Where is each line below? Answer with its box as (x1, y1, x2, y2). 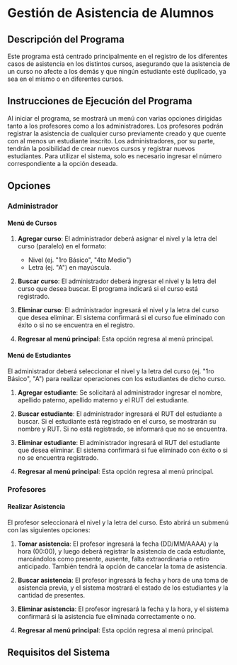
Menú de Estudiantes (7, 351, 71, 359)
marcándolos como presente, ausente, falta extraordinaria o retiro (17, 554, 210, 563)
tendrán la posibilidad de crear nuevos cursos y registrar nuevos (7, 144, 196, 153)
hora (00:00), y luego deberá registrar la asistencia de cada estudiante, (17, 546, 226, 555)
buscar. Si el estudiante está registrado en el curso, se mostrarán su (17, 417, 216, 425)
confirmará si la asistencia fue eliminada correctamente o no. (17, 612, 197, 620)
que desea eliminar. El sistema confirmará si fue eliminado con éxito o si (17, 446, 228, 454)
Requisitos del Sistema (7, 647, 110, 659)
